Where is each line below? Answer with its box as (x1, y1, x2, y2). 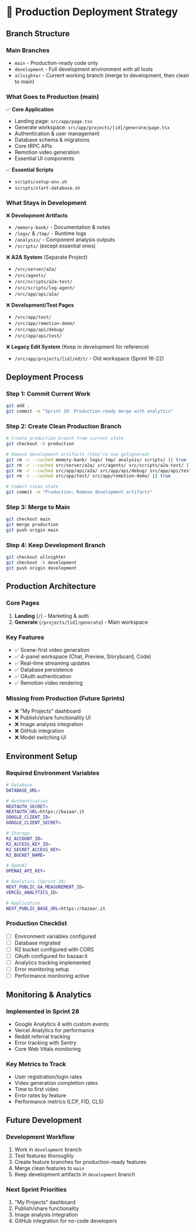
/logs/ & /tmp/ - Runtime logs (14, 230, 86, 237)
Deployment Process (6, 372, 84, 382)
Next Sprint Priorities (6, 1185, 67, 1193)
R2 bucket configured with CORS (14, 946, 94, 953)
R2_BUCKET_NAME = (6, 852, 45, 858)
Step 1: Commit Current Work (6, 389, 90, 397)
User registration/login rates (14, 1073, 83, 1080)
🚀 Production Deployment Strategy (6, 5, 178, 19)
